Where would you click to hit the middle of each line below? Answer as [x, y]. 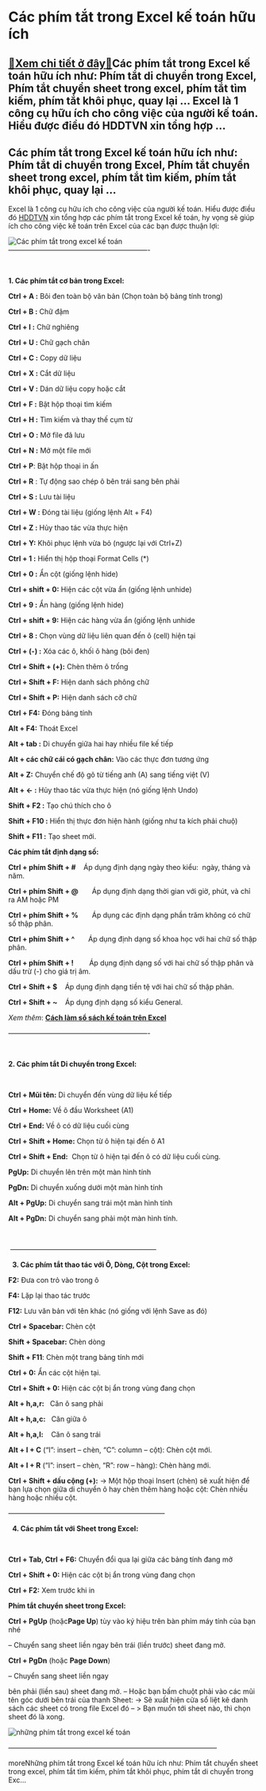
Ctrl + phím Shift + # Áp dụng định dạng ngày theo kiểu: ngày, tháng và [129, 868]
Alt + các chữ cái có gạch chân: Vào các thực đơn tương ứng [108, 759]
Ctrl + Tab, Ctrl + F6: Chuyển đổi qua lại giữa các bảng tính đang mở [120, 1560]
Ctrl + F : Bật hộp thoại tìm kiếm [60, 404]
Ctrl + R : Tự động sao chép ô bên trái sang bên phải [94, 481]
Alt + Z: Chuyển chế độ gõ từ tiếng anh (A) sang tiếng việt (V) [109, 775]
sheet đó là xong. [37, 1717]
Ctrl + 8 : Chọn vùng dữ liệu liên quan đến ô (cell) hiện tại [102, 636]
